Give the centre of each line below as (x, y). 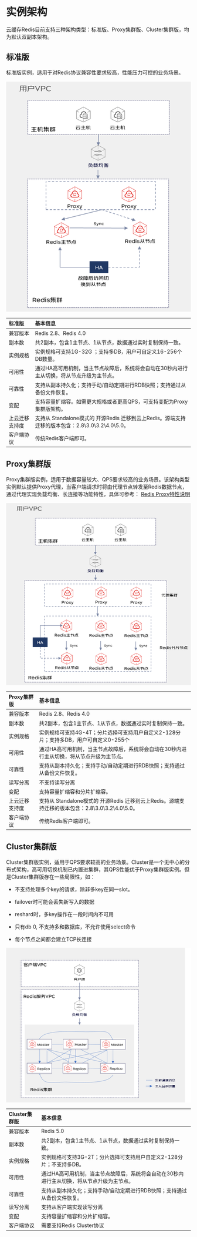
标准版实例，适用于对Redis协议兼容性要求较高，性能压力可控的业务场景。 (95, 72)
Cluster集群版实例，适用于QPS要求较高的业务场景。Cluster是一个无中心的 (95, 862)
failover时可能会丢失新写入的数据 (55, 901)
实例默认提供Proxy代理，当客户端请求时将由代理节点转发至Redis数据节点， (97, 487)
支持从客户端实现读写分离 (72, 1207)
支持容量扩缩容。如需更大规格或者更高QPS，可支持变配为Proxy (111, 401)
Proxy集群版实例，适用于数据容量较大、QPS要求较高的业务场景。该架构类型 (98, 479)
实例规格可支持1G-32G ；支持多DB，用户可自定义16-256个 (108, 352)
